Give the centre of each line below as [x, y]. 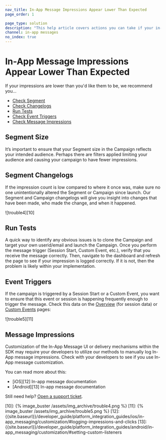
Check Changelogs [32, 106]
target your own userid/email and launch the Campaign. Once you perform [81, 245]
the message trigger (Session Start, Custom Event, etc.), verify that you [78, 250]
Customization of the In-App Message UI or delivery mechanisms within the [82, 346]
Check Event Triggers [34, 116]
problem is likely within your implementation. [51, 266]
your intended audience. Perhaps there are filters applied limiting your [76, 154]
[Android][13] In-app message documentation [59, 387]
